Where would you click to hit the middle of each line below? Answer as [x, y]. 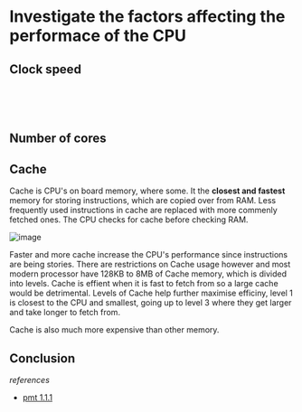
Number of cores [58, 139]
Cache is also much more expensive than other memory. [114, 330]
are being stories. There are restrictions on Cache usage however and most [150, 265]
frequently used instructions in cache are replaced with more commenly [143, 211]
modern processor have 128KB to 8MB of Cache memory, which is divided [148, 274]
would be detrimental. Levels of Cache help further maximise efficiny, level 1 [151, 293]
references [29, 380]
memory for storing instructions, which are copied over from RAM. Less [143, 201]
